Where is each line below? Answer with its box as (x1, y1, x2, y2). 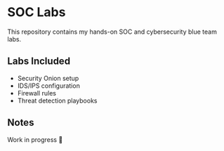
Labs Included (7, 55, 71, 67)
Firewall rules (17, 88, 56, 97)
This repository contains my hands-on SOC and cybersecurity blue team (7, 27, 218, 36)
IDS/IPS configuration (17, 81, 81, 90)
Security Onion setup (17, 74, 79, 82)
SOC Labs (7, 4, 66, 20)
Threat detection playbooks (17, 96, 98, 105)
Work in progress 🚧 (7, 135, 63, 144)
